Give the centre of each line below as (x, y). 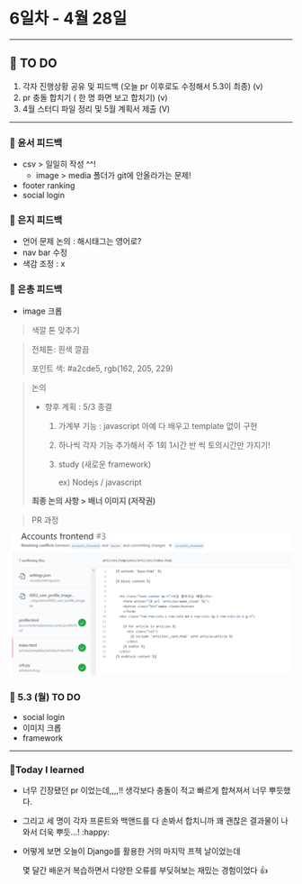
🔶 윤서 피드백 (36, 142)
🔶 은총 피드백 (36, 289)
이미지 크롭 (42, 727)
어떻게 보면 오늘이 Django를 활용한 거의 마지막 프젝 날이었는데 (131, 852)
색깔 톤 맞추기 (55, 330)
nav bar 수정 (45, 252)
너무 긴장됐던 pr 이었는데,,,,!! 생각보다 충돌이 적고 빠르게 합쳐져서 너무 (144, 790)
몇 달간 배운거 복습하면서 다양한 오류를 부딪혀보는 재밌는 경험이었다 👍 (145, 870)
